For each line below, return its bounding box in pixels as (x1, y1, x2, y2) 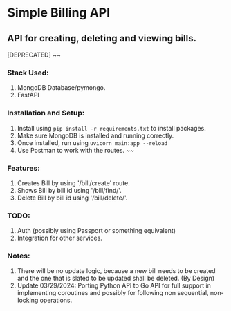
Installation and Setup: (7, 109, 85, 118)
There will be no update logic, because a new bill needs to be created (17, 267, 216, 275)
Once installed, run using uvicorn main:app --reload (17, 138, 168, 147)
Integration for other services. (17, 234, 102, 243)
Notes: (7, 251, 30, 261)
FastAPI (17, 91, 39, 100)
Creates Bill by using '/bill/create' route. (17, 178, 130, 187)
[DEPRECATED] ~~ (7, 50, 61, 59)
